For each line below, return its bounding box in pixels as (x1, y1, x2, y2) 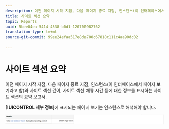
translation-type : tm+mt (5, 29, 57, 35)
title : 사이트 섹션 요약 (5, 13, 50, 19)
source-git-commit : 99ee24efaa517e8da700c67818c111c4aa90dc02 (5, 35, 138, 40)
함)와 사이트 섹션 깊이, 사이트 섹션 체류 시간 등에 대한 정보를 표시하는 (18, 87, 153, 93)
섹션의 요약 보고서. (10, 93, 47, 100)
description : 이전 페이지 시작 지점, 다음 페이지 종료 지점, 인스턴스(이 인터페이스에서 (5, 8, 165, 13)
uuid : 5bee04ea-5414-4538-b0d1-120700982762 (5, 24, 100, 29)
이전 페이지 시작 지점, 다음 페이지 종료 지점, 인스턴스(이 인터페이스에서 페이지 (5, 81, 156, 87)
